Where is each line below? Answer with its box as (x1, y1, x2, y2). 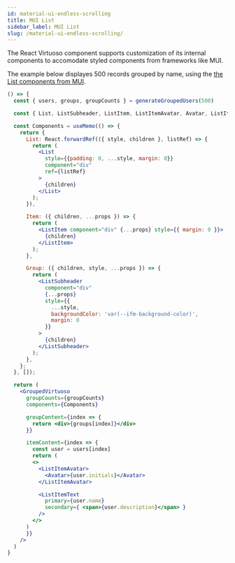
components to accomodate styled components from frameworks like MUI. (7, 57, 224, 65)
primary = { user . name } (44, 497, 105, 504)
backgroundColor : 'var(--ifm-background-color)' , (51, 311, 199, 318)
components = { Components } (25, 401, 99, 408)
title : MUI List (7, 17, 55, 24)
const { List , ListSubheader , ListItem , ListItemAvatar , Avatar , (13, 110, 208, 117)
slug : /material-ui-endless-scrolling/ (7, 29, 124, 37)
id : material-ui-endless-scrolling (7, 10, 111, 17)
